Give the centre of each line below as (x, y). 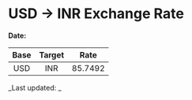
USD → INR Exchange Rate (96, 14)
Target (52, 54)
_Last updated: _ (35, 87)
